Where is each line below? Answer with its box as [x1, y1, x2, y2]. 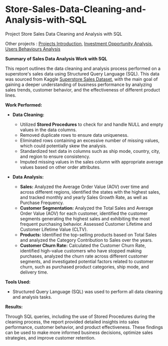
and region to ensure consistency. [20, 153, 90, 159]
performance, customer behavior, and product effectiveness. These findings [5, 324, 163, 330]
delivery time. [20, 269, 49, 275]
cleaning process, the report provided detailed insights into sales [5, 318, 139, 325]
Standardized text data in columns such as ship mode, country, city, [20, 148, 160, 154]
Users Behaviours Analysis [5, 46, 61, 52]
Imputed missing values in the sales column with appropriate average [20, 158, 163, 164]
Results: [5, 303, 23, 310]
